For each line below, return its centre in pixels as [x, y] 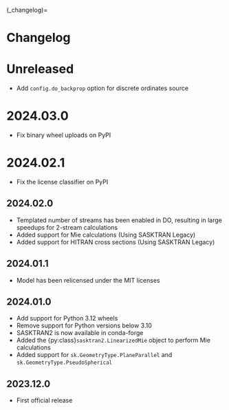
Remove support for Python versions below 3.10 [84, 325]
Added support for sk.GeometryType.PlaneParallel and [94, 355]
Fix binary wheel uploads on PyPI [64, 135]
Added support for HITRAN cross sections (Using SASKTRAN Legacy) [116, 242]
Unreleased [40, 69]
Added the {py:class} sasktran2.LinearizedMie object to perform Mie [113, 341]
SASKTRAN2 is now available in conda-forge [80, 333]
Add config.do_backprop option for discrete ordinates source [102, 88]
